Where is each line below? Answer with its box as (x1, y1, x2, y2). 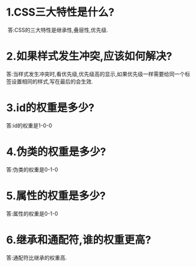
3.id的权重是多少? (6, 101, 94, 115)
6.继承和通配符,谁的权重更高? (6, 233, 151, 247)
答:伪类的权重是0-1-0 (6, 165, 59, 173)
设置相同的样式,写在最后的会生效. (11, 78, 94, 85)
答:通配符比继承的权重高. (6, 254, 68, 261)
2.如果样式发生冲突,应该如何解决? (6, 50, 173, 63)
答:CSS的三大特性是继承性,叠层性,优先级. (7, 26, 109, 33)
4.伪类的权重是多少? (6, 145, 106, 158)
